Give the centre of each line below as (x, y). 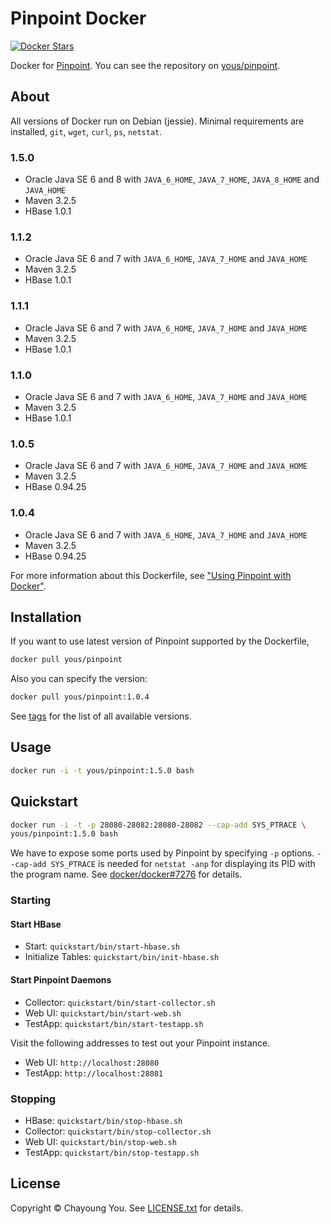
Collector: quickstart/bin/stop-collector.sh (118, 1131)
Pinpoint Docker (78, 18)
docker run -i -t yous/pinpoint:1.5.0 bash (102, 770)
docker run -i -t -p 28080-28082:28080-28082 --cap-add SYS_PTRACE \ (158, 825)
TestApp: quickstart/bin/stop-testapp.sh (112, 1152)
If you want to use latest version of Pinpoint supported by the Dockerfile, (160, 641)
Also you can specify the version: (79, 679)
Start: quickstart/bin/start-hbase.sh (102, 946)
